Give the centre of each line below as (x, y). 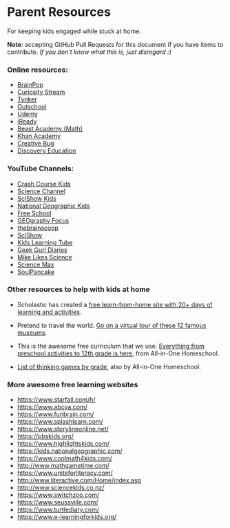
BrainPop (30, 85)
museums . (32, 333)
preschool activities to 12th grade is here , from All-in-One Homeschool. (118, 353)
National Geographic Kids (53, 206)
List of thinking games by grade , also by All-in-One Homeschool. (109, 366)
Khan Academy (39, 136)
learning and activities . (49, 312)
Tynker (27, 99)
